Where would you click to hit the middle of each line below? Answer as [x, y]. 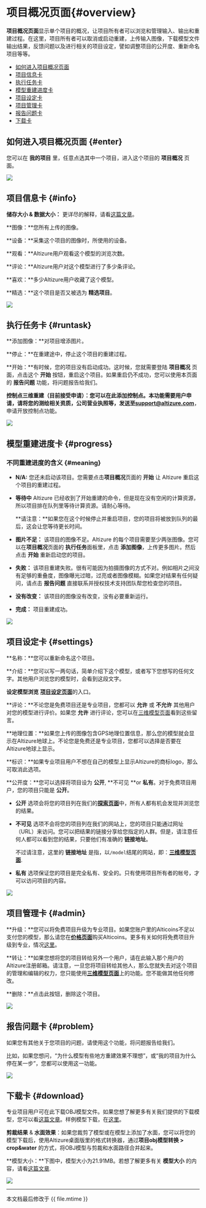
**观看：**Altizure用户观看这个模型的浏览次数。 [67, 253]
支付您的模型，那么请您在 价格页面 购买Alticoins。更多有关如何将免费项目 [98, 937]
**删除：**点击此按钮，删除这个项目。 [55, 994]
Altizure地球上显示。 [32, 748]
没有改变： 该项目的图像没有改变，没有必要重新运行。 [83, 596]
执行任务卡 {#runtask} [49, 325]
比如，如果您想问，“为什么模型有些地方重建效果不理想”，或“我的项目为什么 [101, 1055]
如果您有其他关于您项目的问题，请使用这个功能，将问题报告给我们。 [92, 1042]
